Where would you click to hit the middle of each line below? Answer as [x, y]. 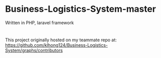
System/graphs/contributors [34, 51]
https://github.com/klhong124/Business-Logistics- [56, 45]
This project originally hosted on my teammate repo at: [61, 40]
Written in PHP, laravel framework [40, 23]
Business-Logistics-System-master [80, 9]
